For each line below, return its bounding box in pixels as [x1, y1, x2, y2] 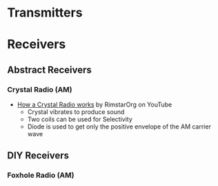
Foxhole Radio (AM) [7, 171, 75, 180]
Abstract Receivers [7, 64, 92, 75]
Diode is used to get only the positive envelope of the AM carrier [27, 122, 212, 131]
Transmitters [7, 5, 83, 21]
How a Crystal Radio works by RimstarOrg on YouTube [17, 100, 172, 109]
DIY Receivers [7, 150, 70, 162]
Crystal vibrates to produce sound [27, 108, 125, 116]
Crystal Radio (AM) [7, 84, 72, 94]
